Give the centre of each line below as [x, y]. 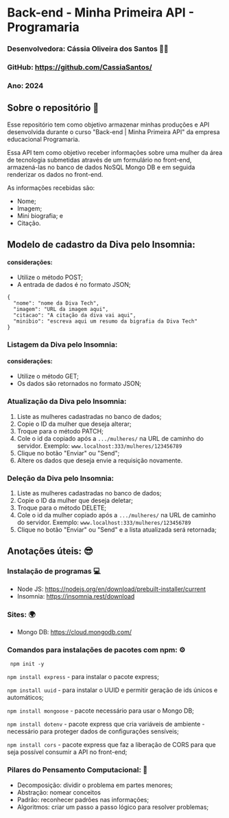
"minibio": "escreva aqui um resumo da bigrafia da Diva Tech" [105, 321]
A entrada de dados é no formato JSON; [74, 285]
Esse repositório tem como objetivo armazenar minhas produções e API [108, 125]
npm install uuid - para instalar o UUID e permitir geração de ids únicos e [112, 690]
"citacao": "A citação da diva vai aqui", [75, 315]
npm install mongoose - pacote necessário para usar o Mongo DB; [100, 711]
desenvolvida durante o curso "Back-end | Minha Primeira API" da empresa [114, 131]
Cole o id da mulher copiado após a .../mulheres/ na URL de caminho [116, 515]
